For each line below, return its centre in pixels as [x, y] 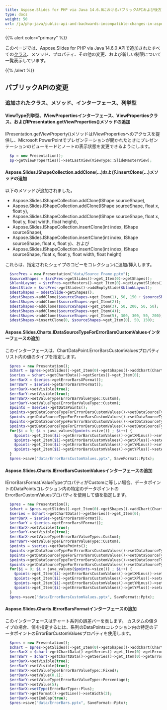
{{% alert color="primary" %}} [36, 38]
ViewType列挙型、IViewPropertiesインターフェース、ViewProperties [77, 116]
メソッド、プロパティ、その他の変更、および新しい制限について [96, 54]
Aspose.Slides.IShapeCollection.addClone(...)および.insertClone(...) [78, 172]
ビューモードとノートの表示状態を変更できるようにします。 [92, 146]
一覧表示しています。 [27, 61]
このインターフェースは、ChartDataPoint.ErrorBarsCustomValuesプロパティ [83, 350]
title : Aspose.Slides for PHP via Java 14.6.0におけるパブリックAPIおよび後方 [83, 10]
